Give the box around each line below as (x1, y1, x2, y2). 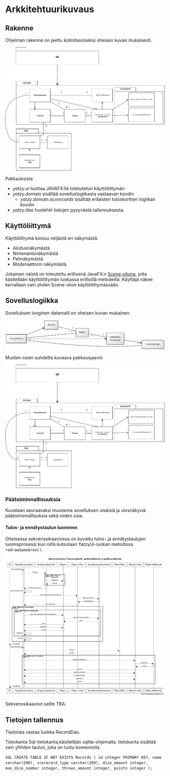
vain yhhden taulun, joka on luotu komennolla (5, 744, 100, 751)
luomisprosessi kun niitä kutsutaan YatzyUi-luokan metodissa (5, 541, 133, 547)
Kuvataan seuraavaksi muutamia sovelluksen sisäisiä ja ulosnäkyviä (5, 507, 146, 513)
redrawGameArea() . (5, 546, 43, 552)
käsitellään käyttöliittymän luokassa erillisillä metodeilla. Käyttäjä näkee (5, 276, 153, 282)
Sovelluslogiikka (5, 297, 58, 305)
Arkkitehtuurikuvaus (5, 4, 95, 15)
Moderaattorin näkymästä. (12, 261, 68, 267)
